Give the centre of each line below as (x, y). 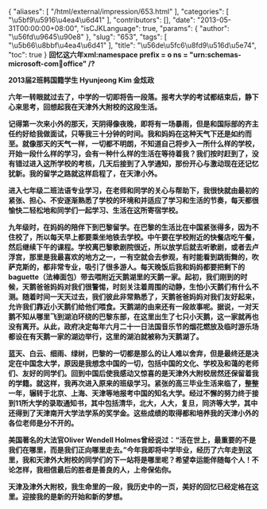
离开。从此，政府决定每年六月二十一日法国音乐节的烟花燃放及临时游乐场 (140, 326)
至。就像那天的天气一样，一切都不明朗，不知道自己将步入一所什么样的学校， (133, 144)
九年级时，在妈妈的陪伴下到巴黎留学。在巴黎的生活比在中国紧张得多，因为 (130, 227)
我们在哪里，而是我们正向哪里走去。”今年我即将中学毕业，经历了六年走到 (127, 450)
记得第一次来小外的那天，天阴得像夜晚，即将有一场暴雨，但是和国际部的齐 (130, 124)
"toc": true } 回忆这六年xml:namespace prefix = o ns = (98, 54)
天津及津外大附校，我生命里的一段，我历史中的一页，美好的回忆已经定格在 (130, 487)
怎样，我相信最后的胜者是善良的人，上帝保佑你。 (95, 470)
